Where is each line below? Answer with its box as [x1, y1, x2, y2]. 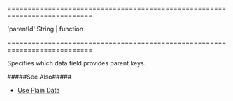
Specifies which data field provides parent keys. [7, 59, 146, 67]
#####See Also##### [7, 72, 72, 81]
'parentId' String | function [7, 25, 84, 33]
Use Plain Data [17, 86, 60, 94]
